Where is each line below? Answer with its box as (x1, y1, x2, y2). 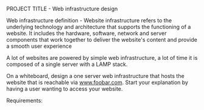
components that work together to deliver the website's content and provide (6, 36, 198, 43)
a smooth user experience (6, 42, 72, 50)
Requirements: (6, 97, 43, 104)
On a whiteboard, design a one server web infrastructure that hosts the (6, 73, 185, 79)
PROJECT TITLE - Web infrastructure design (6, 5, 118, 12)
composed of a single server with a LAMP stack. (6, 60, 128, 68)
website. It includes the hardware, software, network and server (6, 30, 167, 37)
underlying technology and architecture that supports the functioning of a (6, 24, 191, 30)
